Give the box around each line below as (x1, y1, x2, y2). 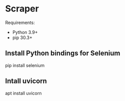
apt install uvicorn (5, 90, 42, 96)
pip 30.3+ (12, 34, 32, 40)
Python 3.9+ (12, 29, 38, 35)
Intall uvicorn (5, 77, 47, 85)
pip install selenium (5, 62, 45, 68)
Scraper (5, 3, 39, 14)
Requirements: (5, 19, 35, 25)
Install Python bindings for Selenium (5, 49, 121, 57)
